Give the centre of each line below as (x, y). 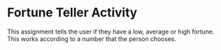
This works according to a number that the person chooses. (92, 38)
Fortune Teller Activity (72, 13)
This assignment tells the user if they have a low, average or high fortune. (111, 32)
